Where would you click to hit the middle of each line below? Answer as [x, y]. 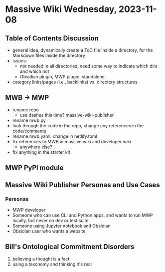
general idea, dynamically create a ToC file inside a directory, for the [82, 50]
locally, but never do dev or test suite [50, 220]
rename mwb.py [29, 120]
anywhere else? [36, 147]
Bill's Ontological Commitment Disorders [70, 247]
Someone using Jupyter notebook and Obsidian [61, 226]
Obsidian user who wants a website [49, 231]
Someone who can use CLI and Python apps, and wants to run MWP [82, 215]
